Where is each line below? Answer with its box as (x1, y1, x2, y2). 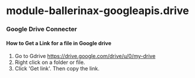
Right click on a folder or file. (14, 59, 85, 66)
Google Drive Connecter (6, 25, 77, 33)
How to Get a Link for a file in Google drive (6, 39, 111, 46)
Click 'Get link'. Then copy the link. (14, 65, 100, 72)
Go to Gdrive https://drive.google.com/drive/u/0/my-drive (14, 53, 156, 60)
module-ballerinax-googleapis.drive (6, 4, 190, 18)
